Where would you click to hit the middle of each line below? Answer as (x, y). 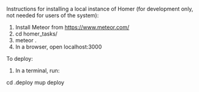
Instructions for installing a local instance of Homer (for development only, (100, 9)
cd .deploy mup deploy (35, 82)
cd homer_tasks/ (36, 34)
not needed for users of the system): (53, 15)
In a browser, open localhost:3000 (58, 47)
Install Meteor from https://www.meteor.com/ (72, 27)
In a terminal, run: (37, 71)
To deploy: (20, 59)
